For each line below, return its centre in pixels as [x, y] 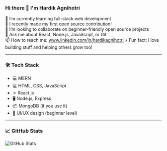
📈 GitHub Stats [24, 131]
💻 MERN [22, 78]
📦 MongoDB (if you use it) [40, 106]
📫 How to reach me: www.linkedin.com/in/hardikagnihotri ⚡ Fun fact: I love [82, 40]
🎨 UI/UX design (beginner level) [45, 113]
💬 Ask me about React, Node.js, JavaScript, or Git [56, 35]
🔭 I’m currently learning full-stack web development [58, 19]
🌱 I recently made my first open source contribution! [58, 24]
